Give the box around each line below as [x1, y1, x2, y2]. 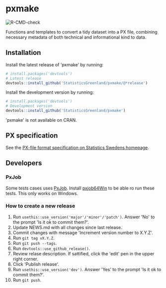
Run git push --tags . [12, 240, 57, 246]
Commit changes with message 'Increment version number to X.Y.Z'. [12, 230, 153, 236]
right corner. [12, 256, 39, 262]
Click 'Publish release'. [12, 261, 59, 267]
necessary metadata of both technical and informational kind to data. [5, 34, 147, 40]
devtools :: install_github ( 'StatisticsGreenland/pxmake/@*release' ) [5, 80, 148, 86]
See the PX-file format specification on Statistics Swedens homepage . [5, 144, 149, 150]
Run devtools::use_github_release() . [12, 245, 91, 251]
